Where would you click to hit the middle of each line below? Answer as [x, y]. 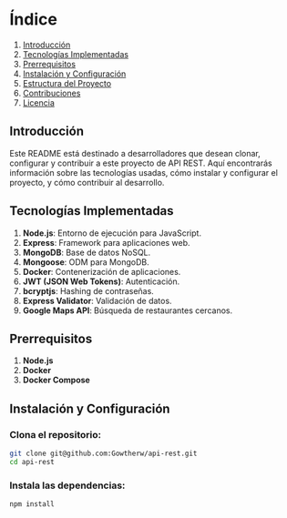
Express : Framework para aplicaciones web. [106, 242]
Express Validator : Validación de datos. [97, 300]
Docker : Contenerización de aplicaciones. [102, 271]
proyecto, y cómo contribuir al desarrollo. [87, 182]
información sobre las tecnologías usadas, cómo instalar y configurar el [143, 172]
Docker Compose [56, 380]
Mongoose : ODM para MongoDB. [86, 262]
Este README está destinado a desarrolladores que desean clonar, [135, 153]
